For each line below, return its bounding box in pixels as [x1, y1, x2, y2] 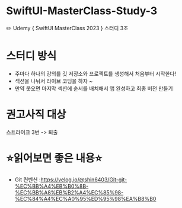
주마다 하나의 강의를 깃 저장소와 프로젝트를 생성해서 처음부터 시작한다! [14, 70, 177, 77]
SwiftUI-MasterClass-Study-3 [6, 4, 158, 18]
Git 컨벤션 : [14, 176, 41, 183]
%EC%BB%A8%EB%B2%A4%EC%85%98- [14, 188, 124, 196]
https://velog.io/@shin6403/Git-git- [40, 176, 127, 183]
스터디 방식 [6, 49, 57, 63]
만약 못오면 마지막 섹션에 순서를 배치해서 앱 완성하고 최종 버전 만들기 [14, 85, 173, 92]
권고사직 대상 [6, 108, 66, 121]
